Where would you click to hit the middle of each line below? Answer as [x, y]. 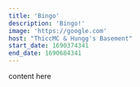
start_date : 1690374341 [49, 46]
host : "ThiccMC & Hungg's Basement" [70, 38]
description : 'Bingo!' [47, 23]
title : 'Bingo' [34, 16]
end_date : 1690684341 [45, 53]
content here [30, 76]
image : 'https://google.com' [58, 31]
